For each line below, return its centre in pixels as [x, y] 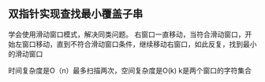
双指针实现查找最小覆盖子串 [76, 14]
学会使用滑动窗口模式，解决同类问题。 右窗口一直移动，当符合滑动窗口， [127, 34]
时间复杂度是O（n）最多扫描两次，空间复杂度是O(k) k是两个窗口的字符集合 [130, 70]
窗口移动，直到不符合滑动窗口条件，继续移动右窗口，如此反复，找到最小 [139, 44]
